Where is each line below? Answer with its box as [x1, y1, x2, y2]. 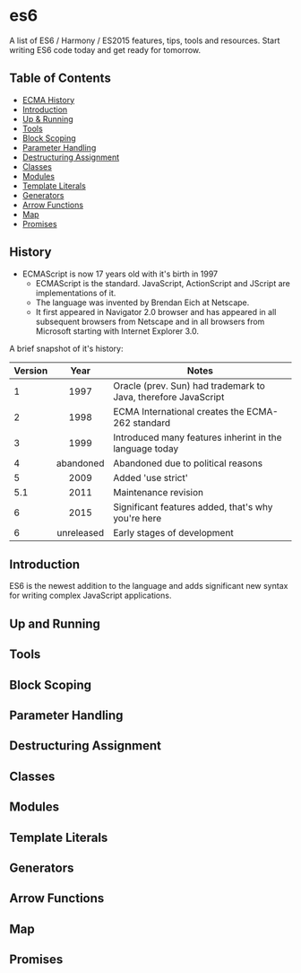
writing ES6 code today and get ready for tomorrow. [9, 44, 202, 55]
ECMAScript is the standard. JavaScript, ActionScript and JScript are [35, 277, 291, 288]
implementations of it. [35, 287, 116, 298]
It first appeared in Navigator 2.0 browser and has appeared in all [35, 306, 277, 317]
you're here [113, 512, 162, 524]
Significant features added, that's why [113, 500, 273, 513]
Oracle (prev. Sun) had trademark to [113, 379, 266, 391]
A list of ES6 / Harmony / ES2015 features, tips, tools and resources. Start [9, 35, 280, 46]
